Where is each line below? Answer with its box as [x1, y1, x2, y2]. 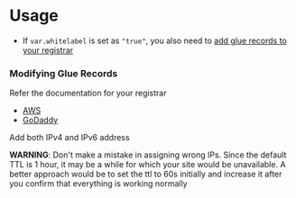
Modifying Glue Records [9, 67, 118, 79]
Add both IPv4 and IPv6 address [9, 132, 130, 143]
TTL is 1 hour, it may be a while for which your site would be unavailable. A [9, 159, 286, 170]
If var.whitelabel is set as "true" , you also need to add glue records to [22, 35, 287, 46]
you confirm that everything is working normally [9, 178, 188, 189]
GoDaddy [22, 114, 59, 126]
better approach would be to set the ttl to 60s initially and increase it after [9, 168, 282, 180]
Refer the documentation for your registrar [9, 87, 167, 99]
